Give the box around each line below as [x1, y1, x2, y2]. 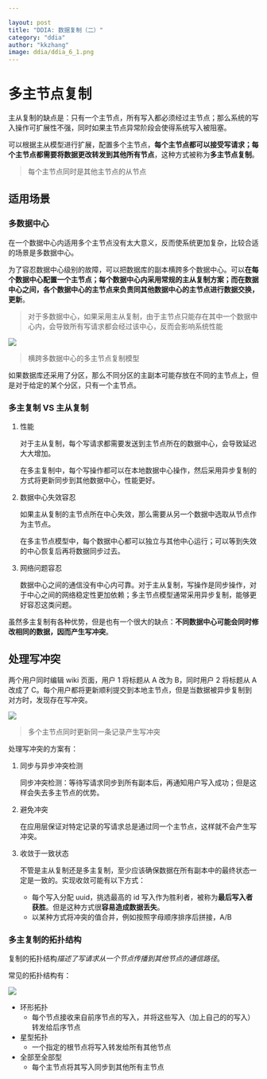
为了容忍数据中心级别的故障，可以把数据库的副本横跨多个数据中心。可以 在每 [8, 265, 259, 274]
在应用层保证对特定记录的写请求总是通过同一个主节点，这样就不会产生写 [19, 822, 257, 831]
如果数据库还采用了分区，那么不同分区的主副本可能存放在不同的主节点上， [8, 370, 252, 379]
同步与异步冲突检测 [19, 760, 83, 770]
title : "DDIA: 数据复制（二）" [8, 26, 103, 34]
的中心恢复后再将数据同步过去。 [19, 547, 125, 556]
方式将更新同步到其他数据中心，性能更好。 [19, 476, 160, 485]
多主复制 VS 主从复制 [8, 402, 89, 413]
